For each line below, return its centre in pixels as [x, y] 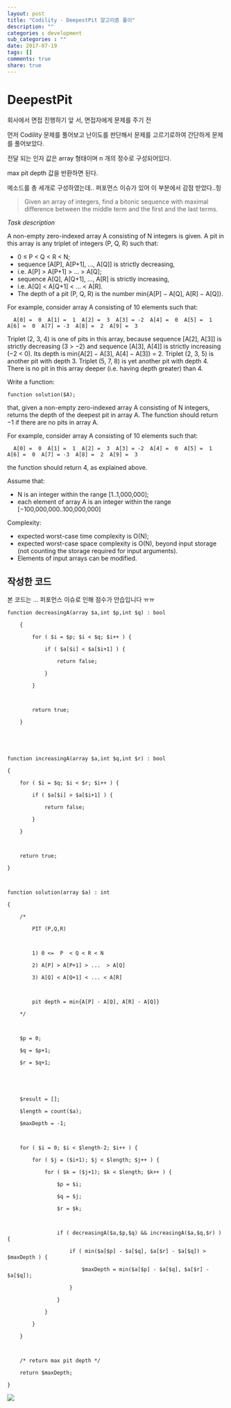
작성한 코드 [29, 581]
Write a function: [31, 382]
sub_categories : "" [37, 40]
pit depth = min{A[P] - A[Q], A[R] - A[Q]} [96, 1002]
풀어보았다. [29, 143]
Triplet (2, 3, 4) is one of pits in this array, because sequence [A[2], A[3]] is [114, 338]
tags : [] [20, 53]
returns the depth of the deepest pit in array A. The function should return [113, 415]
